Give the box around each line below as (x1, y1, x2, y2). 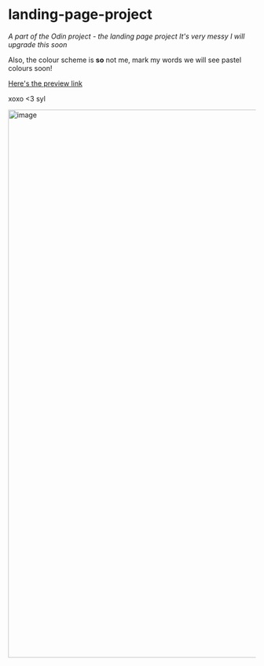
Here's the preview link (8, 79, 82, 88)
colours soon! (8, 63, 53, 72)
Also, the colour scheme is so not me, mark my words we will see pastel (8, 55, 242, 64)
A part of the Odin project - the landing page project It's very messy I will (8, 31, 245, 41)
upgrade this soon (8, 39, 68, 49)
